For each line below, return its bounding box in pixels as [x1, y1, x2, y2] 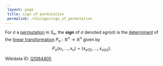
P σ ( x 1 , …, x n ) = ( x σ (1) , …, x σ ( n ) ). [52, 45, 112, 52]
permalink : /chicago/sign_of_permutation [7, 16, 92, 21]
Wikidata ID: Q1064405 [5, 56, 52, 62]
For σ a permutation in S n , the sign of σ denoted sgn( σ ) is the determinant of [5, 30, 159, 36]
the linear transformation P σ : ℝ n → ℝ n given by [5, 36, 101, 44]
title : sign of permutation [7, 12, 64, 16]
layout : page [7, 7, 34, 12]
